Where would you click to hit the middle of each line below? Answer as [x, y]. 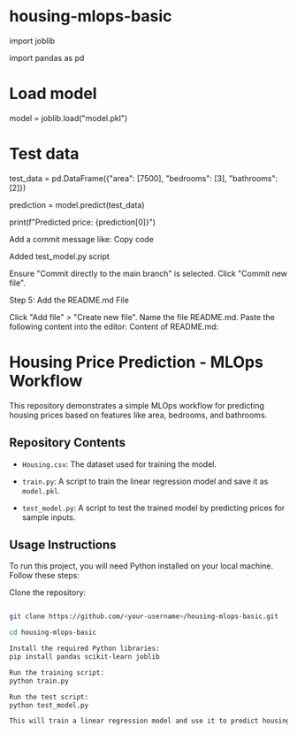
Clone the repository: [48, 593]
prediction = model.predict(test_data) [77, 204]
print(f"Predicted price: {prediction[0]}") [83, 222]
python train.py [39, 681]
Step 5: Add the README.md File [69, 300]
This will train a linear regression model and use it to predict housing [150, 721]
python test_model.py [49, 705]
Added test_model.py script [60, 256]
